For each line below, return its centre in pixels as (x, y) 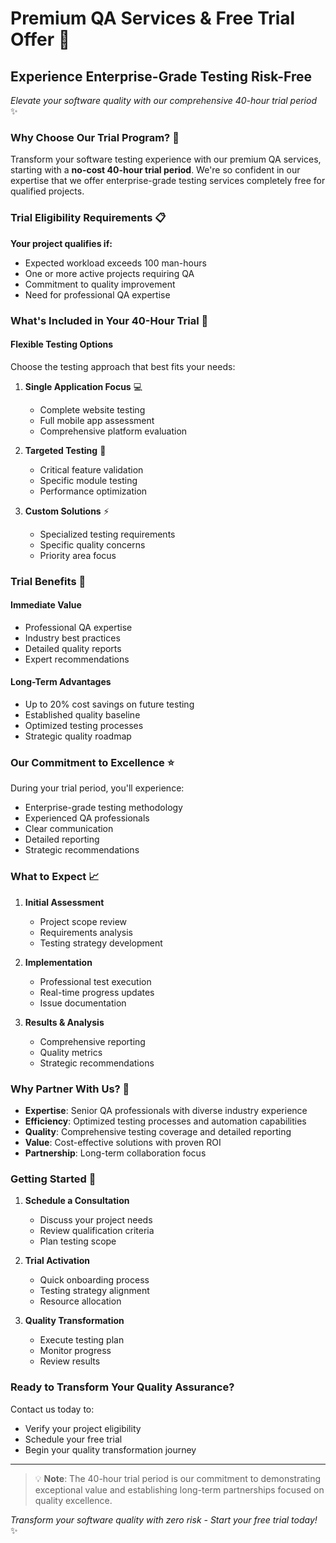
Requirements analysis (86, 932)
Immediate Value (46, 605)
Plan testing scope (78, 1241)
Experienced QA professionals (87, 818)
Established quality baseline (82, 715)
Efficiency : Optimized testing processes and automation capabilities (165, 1121)
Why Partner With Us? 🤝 (70, 1089)
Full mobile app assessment (97, 420)
